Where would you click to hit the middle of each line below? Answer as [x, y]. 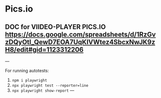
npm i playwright [30, 81]
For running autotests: [27, 71]
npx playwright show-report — [43, 90]
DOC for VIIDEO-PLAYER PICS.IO [55, 27]
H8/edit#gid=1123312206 [44, 49]
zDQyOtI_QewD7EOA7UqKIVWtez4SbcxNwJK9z [80, 42]
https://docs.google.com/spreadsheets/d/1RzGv [80, 34]
